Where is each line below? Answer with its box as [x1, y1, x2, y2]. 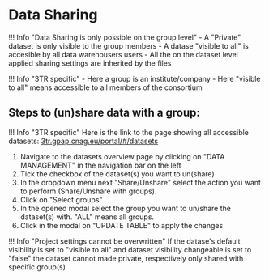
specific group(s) [8, 261, 66, 272]
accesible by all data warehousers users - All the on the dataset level [8, 49, 239, 59]
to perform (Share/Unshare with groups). [19, 186, 157, 196]
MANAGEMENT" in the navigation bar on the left [19, 160, 181, 170]
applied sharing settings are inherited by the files [8, 58, 172, 68]
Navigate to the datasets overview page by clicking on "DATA [19, 151, 225, 161]
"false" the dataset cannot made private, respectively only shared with [8, 253, 244, 263]
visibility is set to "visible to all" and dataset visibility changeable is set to [8, 244, 252, 254]
